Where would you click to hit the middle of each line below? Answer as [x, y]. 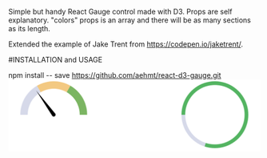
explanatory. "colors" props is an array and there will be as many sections [130, 20]
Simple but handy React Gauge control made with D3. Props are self [120, 12]
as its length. [29, 28]
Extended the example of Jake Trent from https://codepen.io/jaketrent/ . [126, 44]
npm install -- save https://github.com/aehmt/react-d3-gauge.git [115, 75]
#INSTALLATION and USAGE [55, 60]
